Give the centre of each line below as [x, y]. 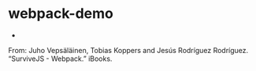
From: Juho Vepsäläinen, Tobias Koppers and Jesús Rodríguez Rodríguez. [128, 50]
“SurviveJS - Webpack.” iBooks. [60, 59]
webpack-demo [61, 14]
